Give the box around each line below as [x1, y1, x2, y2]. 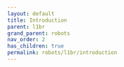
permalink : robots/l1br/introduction [7, 50, 118, 57]
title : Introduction [7, 17, 68, 24]
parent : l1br [7, 23, 46, 30]
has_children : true [7, 43, 64, 50]
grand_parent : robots [7, 29, 71, 37]
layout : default [7, 10, 55, 17]
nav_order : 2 [7, 36, 46, 43]
